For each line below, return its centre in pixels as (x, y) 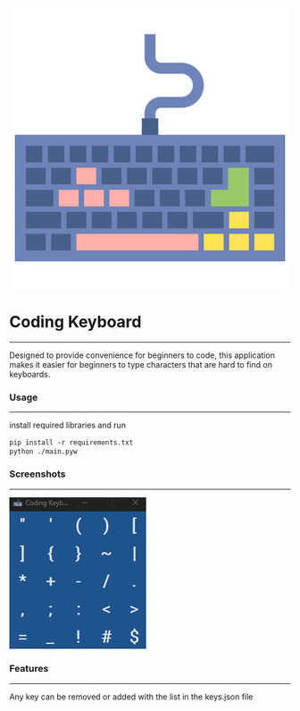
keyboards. (30, 374)
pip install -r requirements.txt (71, 443)
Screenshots (37, 474)
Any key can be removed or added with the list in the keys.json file (131, 697)
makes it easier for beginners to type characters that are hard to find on (141, 364)
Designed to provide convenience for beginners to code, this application (142, 355)
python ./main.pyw (43, 452)
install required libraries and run (68, 425)
